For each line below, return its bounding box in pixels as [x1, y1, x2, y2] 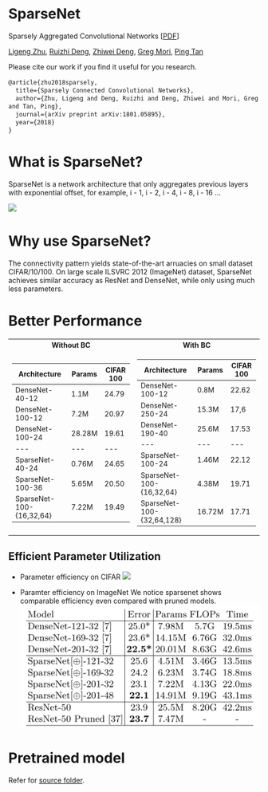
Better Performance [8, 312, 143, 329]
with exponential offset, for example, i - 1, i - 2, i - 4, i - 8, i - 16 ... [8, 187, 222, 197]
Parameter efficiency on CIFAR [19, 572, 121, 581]
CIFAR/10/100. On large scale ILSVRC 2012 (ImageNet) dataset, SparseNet [8, 266, 252, 276]
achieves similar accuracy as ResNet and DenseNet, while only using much [8, 275, 255, 285]
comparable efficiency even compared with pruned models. [19, 596, 217, 605]
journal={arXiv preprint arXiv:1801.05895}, [15, 110, 166, 118]
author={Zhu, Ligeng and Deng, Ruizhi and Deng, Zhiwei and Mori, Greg [15, 94, 259, 102]
